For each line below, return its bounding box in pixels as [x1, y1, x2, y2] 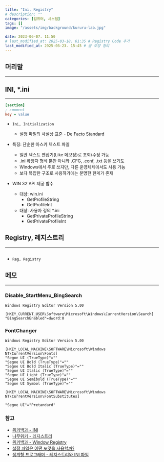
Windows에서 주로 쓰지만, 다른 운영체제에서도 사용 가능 [19, 164, 125, 170]
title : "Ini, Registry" [5, 7, 54, 12]
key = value [5, 112, 29, 117]
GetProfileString [26, 196, 60, 202]
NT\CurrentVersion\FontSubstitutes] [5, 394, 80, 399]
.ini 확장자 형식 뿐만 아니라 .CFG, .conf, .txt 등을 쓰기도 [19, 158, 124, 164]
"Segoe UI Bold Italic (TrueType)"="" [5, 364, 84, 369]
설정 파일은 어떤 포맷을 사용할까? [12, 445, 75, 451]
